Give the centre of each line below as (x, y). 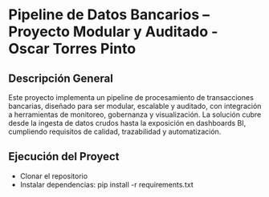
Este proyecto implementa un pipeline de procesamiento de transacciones (131, 97)
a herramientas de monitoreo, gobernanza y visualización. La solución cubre (135, 115)
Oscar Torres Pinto (72, 49)
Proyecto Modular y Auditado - (113, 32)
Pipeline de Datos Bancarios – (109, 15)
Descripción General (61, 78)
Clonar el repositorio (54, 176)
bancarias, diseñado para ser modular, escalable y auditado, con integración (135, 106)
